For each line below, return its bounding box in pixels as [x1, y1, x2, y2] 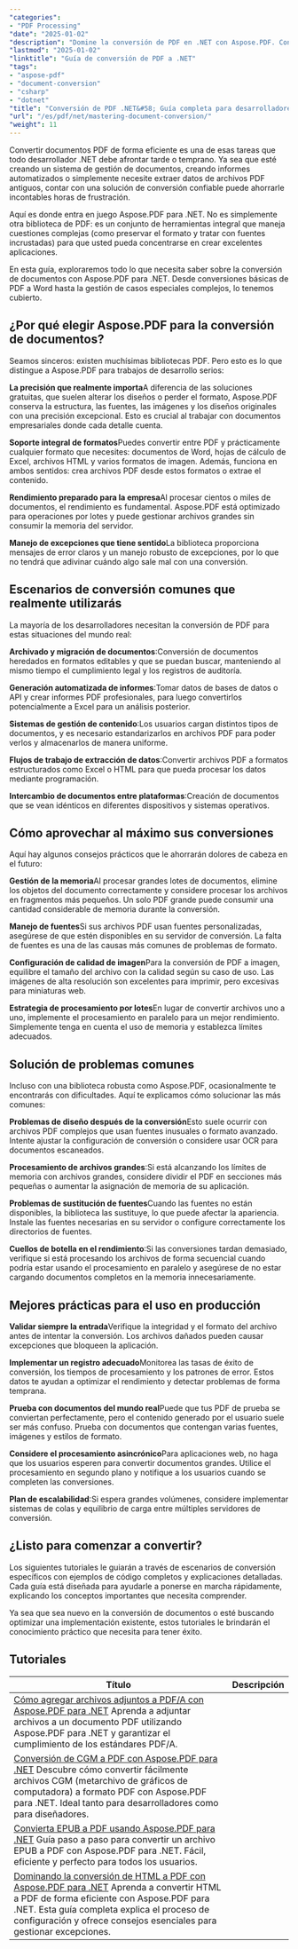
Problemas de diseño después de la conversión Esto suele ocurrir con [9, 1116, 268, 1128]
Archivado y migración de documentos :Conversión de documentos [9, 646, 259, 657]
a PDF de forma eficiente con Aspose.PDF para [13, 1892, 210, 1905]
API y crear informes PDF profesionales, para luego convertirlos [9, 692, 242, 702]
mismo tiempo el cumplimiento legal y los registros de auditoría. [9, 665, 242, 676]
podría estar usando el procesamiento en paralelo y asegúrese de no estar [9, 1263, 282, 1273]
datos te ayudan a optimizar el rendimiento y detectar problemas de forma [9, 1376, 281, 1387]
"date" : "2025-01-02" [9, 29, 90, 38]
